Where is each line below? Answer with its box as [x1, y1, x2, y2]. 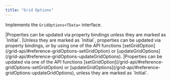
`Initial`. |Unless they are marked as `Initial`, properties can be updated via [5, 37, 161, 43]
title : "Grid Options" [5, 7, 54, 13]
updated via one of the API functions [5, 58, 83, 65]
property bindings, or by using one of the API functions [5, 42, 122, 49]
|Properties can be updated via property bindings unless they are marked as [5, 31, 166, 37]
